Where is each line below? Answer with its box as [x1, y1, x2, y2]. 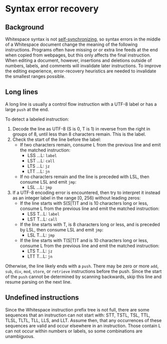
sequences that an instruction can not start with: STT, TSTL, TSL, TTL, [5, 312, 150, 318]
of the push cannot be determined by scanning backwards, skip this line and [5, 273, 161, 279]
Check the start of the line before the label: [12, 136, 101, 142]
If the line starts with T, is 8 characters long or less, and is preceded [19, 221, 160, 227]
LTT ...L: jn [27, 168, 50, 174]
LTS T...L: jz [27, 248, 52, 254]
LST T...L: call [27, 216, 57, 222]
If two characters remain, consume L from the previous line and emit [19, 141, 161, 147]
